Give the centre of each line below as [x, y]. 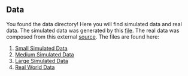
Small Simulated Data [41, 48]
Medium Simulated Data [44, 54]
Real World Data [35, 67]
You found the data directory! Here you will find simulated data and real [94, 24]
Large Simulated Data [42, 61]
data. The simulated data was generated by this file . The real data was [93, 30]
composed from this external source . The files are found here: [83, 37]
